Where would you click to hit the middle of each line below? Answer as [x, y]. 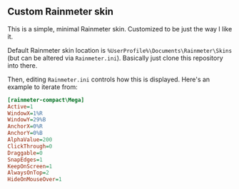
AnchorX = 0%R [25, 127]
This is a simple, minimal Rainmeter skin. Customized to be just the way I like [120, 29]
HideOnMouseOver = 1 [35, 180]
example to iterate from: [43, 87]
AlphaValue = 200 [30, 140]
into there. [22, 65]
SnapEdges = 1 [25, 160]
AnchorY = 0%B [25, 133]
